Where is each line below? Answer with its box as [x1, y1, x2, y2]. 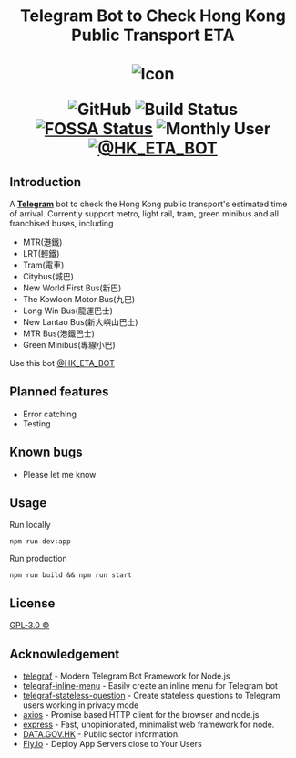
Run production [9, 553, 67, 564]
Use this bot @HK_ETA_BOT [9, 358, 116, 368]
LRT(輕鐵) [22, 248, 60, 258]
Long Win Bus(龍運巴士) [22, 305, 114, 316]
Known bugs [9, 445, 84, 460]
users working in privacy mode [22, 700, 139, 711]
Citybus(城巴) [22, 271, 75, 281]
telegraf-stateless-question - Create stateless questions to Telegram [22, 690, 281, 701]
